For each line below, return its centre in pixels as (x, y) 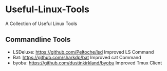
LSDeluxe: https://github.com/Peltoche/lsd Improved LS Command (83, 52)
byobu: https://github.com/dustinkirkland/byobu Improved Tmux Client (87, 63)
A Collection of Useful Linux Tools (41, 23)
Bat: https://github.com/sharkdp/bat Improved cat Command (77, 57)
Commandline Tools (38, 40)
